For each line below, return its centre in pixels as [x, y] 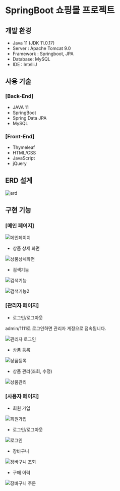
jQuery [19, 163]
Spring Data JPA [29, 118]
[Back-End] [19, 96]
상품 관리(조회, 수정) [32, 371]
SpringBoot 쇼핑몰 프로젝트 [60, 10]
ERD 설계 [19, 180]
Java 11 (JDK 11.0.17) [34, 43]
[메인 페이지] [20, 226]
